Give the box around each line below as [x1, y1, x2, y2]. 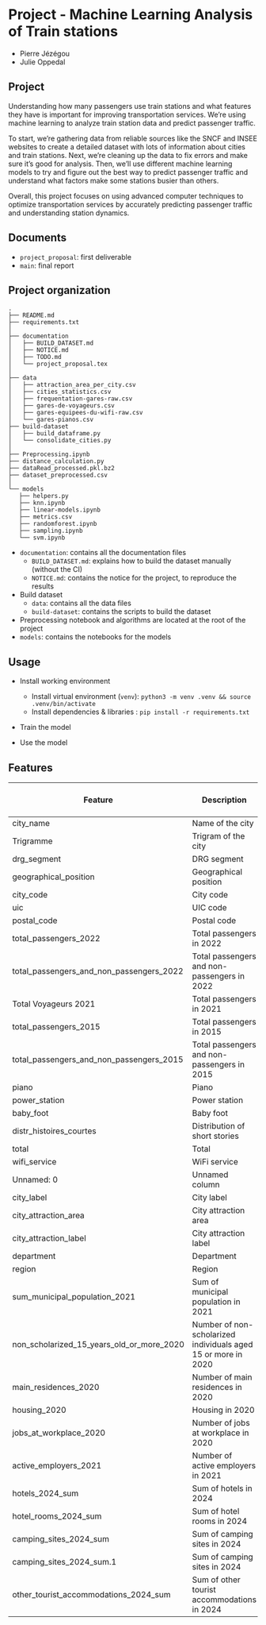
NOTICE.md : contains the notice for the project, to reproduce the [31, 573, 237, 583]
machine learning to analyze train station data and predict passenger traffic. [8, 118, 256, 128]
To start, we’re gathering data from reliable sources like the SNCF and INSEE [8, 133, 257, 143]
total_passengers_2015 [12, 1021, 101, 1032]
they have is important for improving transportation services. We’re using [8, 110, 247, 119]
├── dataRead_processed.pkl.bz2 [8, 465, 115, 473]
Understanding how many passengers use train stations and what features [8, 101, 252, 110]
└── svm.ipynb [18, 534, 66, 542]
